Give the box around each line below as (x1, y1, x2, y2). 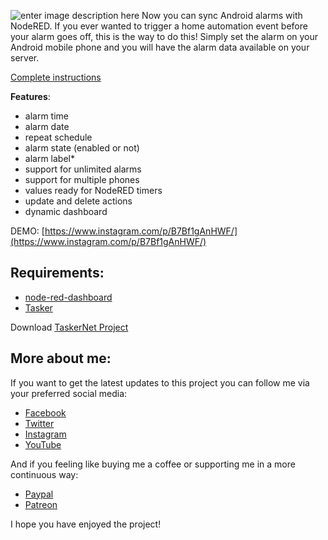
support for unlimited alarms (24, 163, 142, 175)
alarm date (24, 121, 70, 132)
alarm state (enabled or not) (24, 142, 140, 154)
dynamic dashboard (24, 206, 108, 217)
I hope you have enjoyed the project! (10, 518, 162, 530)
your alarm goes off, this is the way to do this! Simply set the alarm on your (10, 31, 319, 42)
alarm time (24, 110, 69, 122)
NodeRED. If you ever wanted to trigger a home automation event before (10, 20, 308, 32)
